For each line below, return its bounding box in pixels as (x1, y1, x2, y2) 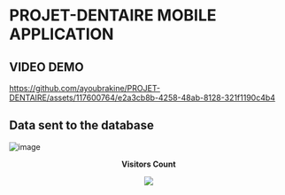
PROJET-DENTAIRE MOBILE (9, 5, 217, 26)
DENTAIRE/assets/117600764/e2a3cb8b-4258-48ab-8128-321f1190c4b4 (9, 92, 276, 103)
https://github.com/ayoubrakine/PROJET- (9, 83, 161, 93)
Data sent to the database (9, 118, 155, 133)
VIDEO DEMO (9, 59, 84, 74)
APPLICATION (9, 24, 114, 44)
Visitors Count (121, 159, 176, 169)
